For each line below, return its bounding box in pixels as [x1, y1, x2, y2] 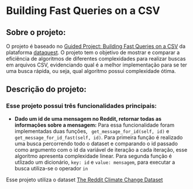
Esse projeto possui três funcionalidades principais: [6, 102, 157, 110]
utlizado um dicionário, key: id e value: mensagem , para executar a [14, 159, 175, 166]
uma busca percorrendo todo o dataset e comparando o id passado [14, 140, 178, 147]
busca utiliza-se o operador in [14, 164, 88, 171]
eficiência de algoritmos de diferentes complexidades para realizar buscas [6, 55, 186, 62]
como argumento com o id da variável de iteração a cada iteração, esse [14, 146, 188, 153]
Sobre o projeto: [6, 27, 66, 37]
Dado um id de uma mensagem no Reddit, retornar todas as [14, 115, 162, 122]
